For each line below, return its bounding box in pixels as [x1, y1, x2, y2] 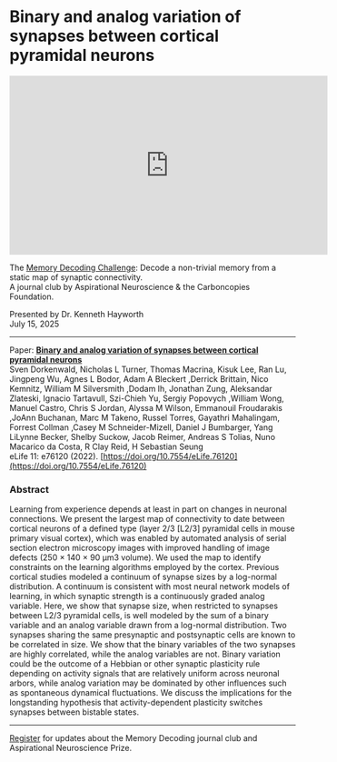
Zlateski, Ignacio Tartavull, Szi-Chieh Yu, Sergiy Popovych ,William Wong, [9, 393, 284, 404]
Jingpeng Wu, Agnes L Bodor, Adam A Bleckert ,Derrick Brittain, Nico [9, 373, 269, 384]
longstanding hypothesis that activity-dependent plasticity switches [9, 697, 263, 708]
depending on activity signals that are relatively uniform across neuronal [9, 668, 280, 679]
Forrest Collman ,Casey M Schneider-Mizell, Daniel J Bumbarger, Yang [9, 421, 273, 433]
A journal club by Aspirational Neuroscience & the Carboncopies [9, 281, 251, 292]
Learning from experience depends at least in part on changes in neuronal [9, 504, 288, 515]
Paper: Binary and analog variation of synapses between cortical [9, 344, 259, 356]
